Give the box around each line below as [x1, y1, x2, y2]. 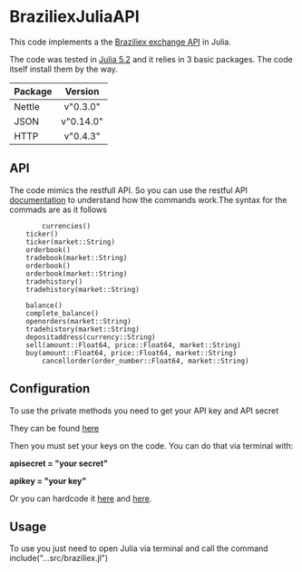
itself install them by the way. [9, 63, 118, 74]
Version [64, 84, 100, 97]
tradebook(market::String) [25, 253, 128, 262]
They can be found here [9, 422, 100, 433]
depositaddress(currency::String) [25, 333, 156, 342]
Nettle [14, 100, 41, 112]
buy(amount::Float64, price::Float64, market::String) [25, 348, 238, 357]
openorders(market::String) [25, 316, 132, 325]
